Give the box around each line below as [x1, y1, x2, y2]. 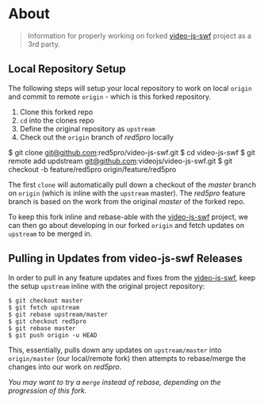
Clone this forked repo [19, 107, 94, 116]
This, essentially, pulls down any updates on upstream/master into [8, 345, 222, 355]
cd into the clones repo [19, 116, 95, 125]
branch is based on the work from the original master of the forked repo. [8, 196, 246, 206]
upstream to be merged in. [8, 229, 93, 238]
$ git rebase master [8, 324, 77, 333]
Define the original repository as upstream [19, 124, 156, 133]
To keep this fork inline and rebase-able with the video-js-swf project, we [8, 211, 248, 222]
